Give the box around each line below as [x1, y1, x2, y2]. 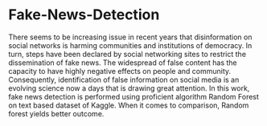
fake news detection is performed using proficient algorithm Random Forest [8, 91, 260, 101]
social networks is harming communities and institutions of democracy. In [8, 40, 253, 50]
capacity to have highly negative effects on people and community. [8, 66, 232, 75]
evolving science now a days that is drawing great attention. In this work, [8, 83, 250, 93]
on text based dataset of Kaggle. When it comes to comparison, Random [8, 100, 249, 110]
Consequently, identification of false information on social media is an [8, 75, 240, 84]
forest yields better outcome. [8, 108, 105, 118]
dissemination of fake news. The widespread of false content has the [8, 58, 237, 67]
